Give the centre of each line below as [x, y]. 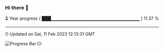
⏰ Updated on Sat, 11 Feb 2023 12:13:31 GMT [50, 34]
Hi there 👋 [17, 8]
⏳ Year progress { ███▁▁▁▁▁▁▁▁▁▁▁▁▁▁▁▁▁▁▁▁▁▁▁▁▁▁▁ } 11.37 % [82, 18]
